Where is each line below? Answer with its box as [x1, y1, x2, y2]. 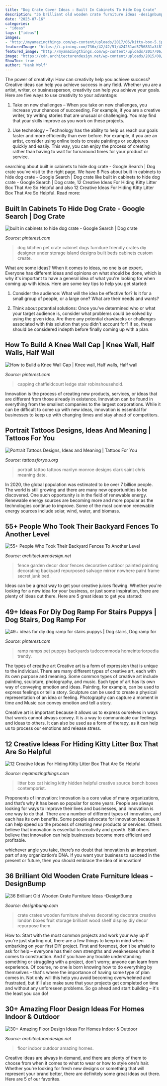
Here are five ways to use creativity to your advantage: [5, 93, 118, 99]
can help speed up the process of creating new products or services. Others [5, 821, 162, 827]
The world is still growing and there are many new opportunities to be [5, 487, 148, 493]
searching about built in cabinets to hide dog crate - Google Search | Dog [5, 164, 156, 170]
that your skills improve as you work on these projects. [12, 118, 124, 124]
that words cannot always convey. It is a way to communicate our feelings [5, 715, 157, 721]
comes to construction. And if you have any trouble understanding [5, 953, 141, 959]
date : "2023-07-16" [5, 16, 46, 21]
